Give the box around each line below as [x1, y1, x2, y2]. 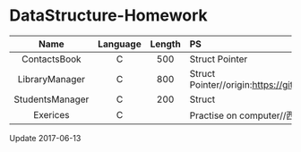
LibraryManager [17, 72, 86, 85]
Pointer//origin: [189, 78, 253, 90]
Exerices [32, 108, 70, 121]
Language [98, 38, 142, 50]
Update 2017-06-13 [9, 132, 82, 143]
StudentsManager [13, 93, 90, 106]
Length [150, 38, 181, 50]
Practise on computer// [189, 109, 287, 122]
